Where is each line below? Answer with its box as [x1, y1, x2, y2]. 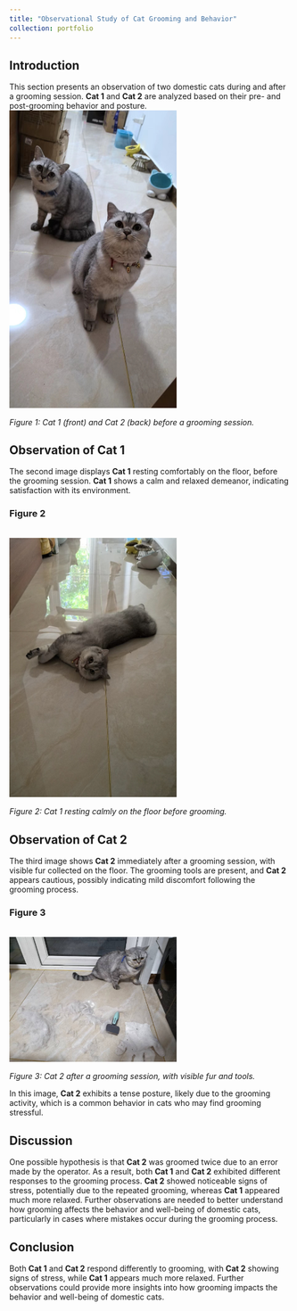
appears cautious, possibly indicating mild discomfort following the [9, 875, 256, 886]
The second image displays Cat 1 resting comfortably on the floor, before [9, 466, 278, 477]
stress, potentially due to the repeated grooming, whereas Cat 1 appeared [9, 1185, 281, 1196]
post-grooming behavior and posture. [9, 101, 147, 111]
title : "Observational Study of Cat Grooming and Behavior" [9, 14, 238, 23]
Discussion [9, 1133, 73, 1148]
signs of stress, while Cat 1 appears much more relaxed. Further [9, 1273, 244, 1283]
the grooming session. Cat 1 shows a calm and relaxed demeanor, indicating [9, 475, 289, 486]
